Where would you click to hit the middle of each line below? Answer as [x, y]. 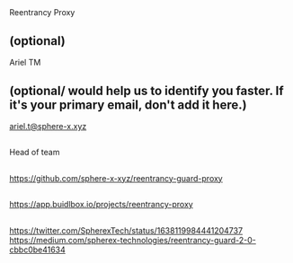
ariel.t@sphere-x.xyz [48, 127]
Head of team [35, 153]
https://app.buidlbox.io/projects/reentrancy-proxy [101, 205]
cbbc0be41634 [37, 250]
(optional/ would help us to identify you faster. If [147, 90]
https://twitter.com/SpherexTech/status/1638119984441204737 [126, 230]
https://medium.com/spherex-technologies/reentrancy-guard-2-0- [133, 240]
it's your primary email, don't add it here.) [128, 105]
